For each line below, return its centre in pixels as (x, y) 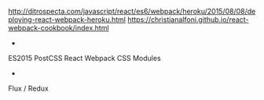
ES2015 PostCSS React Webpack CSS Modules (84, 58)
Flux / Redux (28, 88)
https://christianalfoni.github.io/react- (188, 20)
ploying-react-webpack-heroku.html (67, 20)
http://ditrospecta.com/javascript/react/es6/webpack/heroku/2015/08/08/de (132, 11)
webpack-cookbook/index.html (59, 28)
